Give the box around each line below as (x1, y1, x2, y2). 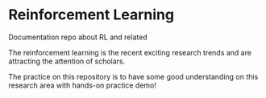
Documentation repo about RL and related (8, 32, 148, 42)
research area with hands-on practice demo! (8, 80, 157, 90)
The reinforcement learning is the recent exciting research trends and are (8, 47, 252, 57)
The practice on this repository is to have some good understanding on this (8, 71, 259, 81)
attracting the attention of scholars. (8, 56, 126, 66)
